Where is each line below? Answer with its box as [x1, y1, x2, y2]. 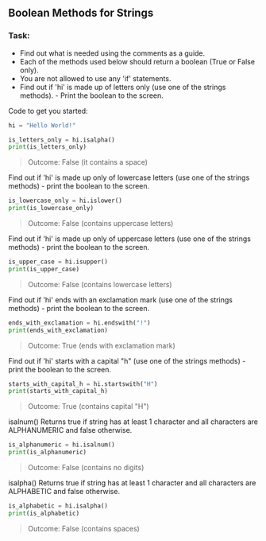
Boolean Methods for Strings [8, 6, 154, 20]
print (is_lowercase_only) [8, 204, 94, 212]
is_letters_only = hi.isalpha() [8, 135, 115, 144]
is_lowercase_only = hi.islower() [8, 197, 123, 205]
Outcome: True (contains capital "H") [27, 402, 149, 411]
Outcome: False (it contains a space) [27, 158, 148, 167]
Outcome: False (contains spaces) [27, 523, 141, 533]
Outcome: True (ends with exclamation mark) [27, 341, 176, 350]
